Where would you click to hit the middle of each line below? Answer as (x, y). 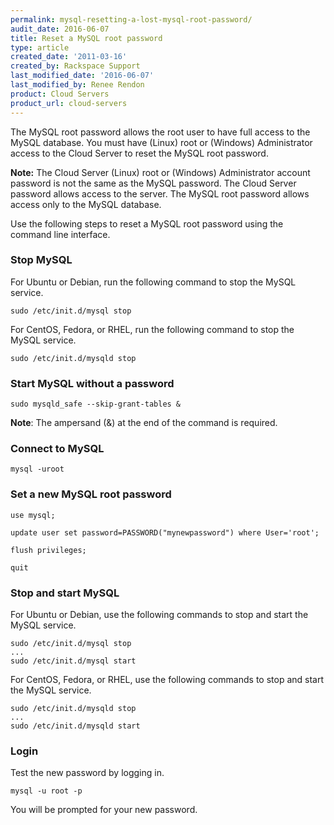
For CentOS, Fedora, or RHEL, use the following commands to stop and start (167, 679)
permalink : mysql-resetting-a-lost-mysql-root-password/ (131, 19)
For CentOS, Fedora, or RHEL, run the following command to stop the (152, 329)
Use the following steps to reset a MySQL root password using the (147, 223)
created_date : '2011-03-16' (69, 57)
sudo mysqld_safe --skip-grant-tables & (96, 404)
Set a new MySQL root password (91, 494)
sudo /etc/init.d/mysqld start (75, 726)
